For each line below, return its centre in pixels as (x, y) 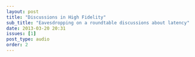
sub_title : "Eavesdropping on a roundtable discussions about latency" (98, 23)
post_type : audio (28, 39)
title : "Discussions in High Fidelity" (56, 17)
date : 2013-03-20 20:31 (36, 28)
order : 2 (17, 45)
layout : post (23, 12)
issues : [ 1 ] (21, 34)
